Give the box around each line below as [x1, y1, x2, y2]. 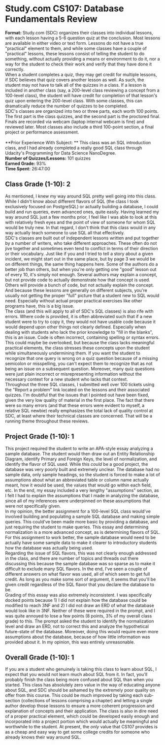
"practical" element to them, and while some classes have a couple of [5, 45, 147, 51]
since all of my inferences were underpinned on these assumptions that [5, 498, 151, 504]
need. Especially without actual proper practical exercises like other [5, 297, 142, 303]
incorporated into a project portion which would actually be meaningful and [5, 718, 158, 724]
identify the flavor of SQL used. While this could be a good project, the [5, 461, 148, 467]
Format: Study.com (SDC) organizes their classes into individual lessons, [5, 30, 154, 35]
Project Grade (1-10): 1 [5, 432, 74, 441]
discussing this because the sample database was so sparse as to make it [5, 560, 155, 566]
